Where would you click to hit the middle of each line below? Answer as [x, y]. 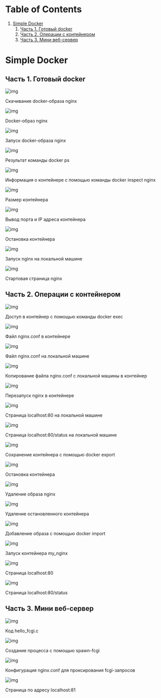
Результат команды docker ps [37, 160]
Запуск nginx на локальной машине [44, 258]
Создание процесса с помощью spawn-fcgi [52, 650]
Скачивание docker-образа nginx [41, 101]
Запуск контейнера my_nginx [37, 553]
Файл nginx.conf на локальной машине [47, 356]
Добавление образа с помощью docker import [55, 533]
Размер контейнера [27, 199]
